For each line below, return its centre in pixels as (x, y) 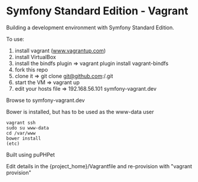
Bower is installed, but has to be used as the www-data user (80, 112)
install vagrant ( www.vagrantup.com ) (60, 50)
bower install (24, 138)
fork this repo (31, 69)
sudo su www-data (28, 128)
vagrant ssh (21, 123)
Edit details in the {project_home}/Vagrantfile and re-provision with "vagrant (99, 166)
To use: (15, 39)
